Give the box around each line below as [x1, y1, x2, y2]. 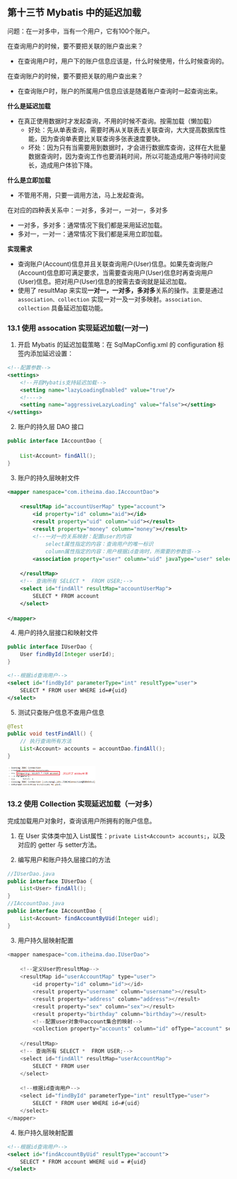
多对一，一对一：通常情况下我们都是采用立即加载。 [17, 229, 166, 238]
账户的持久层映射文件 [17, 473, 80, 482]
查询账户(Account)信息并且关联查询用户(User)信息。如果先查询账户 [17, 260, 214, 268]
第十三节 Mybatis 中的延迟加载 [7, 6, 142, 19]
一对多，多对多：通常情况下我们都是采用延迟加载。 [17, 221, 166, 229]
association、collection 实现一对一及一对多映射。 [17, 295, 166, 303]
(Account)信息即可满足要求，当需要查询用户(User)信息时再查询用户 [17, 268, 214, 277]
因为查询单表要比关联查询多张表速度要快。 [40, 134, 164, 143]
